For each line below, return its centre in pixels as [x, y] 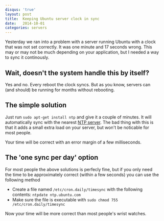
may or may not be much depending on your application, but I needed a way [82, 52]
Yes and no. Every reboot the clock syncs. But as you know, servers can [78, 84]
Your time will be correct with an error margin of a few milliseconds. [73, 142]
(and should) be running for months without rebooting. [60, 90]
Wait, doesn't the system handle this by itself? [77, 73]
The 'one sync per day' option [52, 158]
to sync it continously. [27, 57]
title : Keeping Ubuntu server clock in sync [52, 19]
